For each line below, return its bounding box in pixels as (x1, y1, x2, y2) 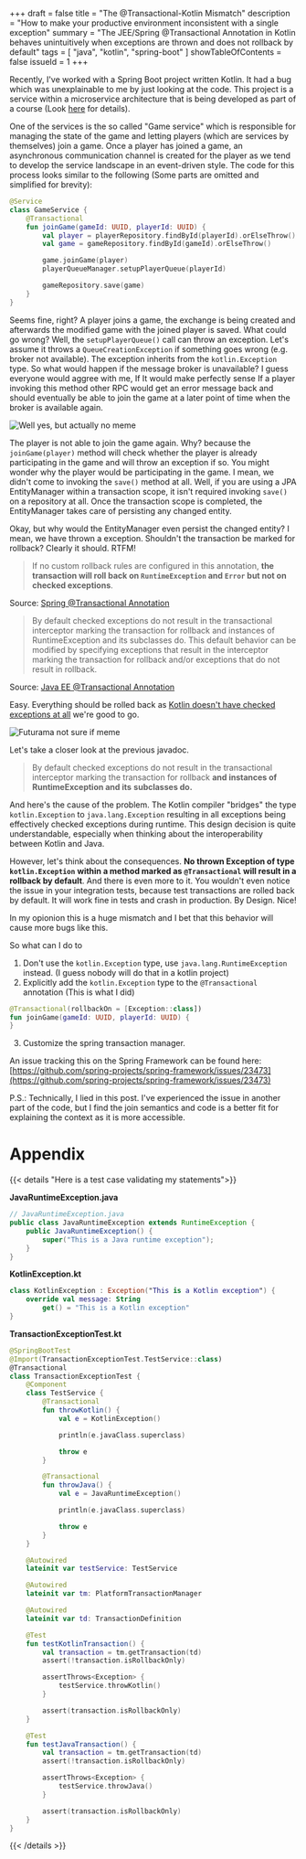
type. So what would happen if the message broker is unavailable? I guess (9, 363, 290, 374)
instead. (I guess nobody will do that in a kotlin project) (22, 967, 230, 978)
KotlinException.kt (9, 1268, 82, 1279)
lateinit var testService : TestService (26, 1564, 178, 1574)
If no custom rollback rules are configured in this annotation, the (31, 560, 274, 571)
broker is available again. (9, 401, 103, 412)
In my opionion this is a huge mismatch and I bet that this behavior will (9, 912, 274, 923)
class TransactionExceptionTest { (9, 1372, 142, 1381)
